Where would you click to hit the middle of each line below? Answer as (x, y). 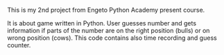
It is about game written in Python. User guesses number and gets (102, 23)
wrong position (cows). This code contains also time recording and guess (112, 38)
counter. (19, 45)
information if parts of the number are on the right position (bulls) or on (109, 31)
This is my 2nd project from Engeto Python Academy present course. (106, 10)
